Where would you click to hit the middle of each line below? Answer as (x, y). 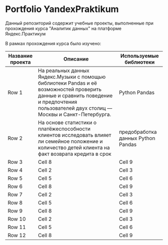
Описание (76, 59)
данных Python (137, 138)
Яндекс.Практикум (25, 34)
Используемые (139, 56)
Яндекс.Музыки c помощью (72, 77)
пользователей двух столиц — (75, 108)
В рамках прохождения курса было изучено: (53, 43)
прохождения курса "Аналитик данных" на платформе (63, 28)
